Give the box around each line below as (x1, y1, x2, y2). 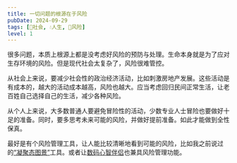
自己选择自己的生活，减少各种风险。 (19, 92, 125, 100)
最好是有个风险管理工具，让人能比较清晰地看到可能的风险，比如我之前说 (7, 139, 217, 148)
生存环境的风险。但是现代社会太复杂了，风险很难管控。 (7, 59, 168, 68)
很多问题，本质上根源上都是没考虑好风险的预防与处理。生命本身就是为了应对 (7, 50, 230, 59)
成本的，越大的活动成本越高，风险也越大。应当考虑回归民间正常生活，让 (13, 83, 224, 92)
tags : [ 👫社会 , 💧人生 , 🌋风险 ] (7, 23, 86, 30)
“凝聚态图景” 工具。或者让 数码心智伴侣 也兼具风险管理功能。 (13, 148, 186, 157)
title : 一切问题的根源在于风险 (7, 10, 87, 18)
